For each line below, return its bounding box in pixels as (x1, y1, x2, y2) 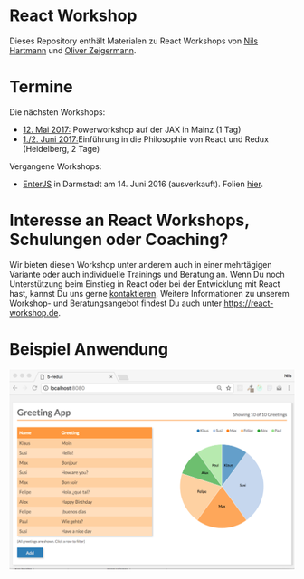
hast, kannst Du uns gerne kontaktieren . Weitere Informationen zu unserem (9, 288, 290, 299)
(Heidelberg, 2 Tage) (22, 143, 100, 154)
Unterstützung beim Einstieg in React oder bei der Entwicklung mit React (9, 278, 280, 289)
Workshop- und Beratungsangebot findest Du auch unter (9, 298, 223, 308)
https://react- (223, 298, 274, 308)
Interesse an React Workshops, (9, 210, 250, 231)
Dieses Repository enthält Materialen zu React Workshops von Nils (9, 35, 259, 46)
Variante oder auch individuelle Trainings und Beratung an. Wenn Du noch (9, 269, 285, 280)
